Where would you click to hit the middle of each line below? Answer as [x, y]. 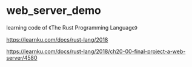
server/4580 [22, 57]
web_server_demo [54, 11]
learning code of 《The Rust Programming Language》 [72, 27]
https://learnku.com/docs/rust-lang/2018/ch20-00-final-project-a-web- [96, 51]
